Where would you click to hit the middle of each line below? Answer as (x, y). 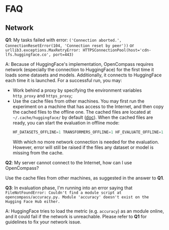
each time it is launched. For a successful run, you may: (64, 80)
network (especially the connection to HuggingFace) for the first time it (80, 70)
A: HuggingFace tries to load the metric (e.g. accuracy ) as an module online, (85, 211)
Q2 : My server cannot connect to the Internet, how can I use (69, 162)
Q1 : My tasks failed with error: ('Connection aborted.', (64, 40)
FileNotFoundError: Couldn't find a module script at (64, 193)
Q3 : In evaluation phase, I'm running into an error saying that (69, 188)
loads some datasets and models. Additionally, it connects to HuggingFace (83, 75)
